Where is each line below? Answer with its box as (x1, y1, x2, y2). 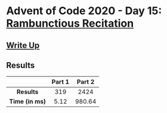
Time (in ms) (9, 98, 47, 106)
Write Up (6, 40, 40, 50)
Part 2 (76, 78, 95, 86)
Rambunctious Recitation (6, 17, 134, 30)
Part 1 (51, 78, 70, 86)
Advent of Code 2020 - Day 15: (6, 4, 162, 18)
